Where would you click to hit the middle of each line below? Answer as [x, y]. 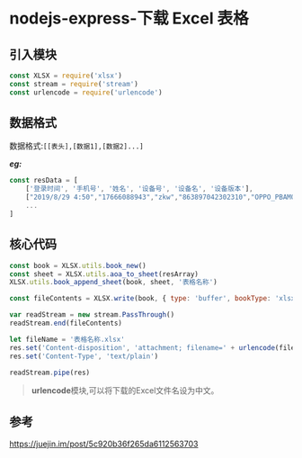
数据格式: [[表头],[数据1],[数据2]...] [76, 146]
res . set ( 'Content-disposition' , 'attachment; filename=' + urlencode [142, 347]
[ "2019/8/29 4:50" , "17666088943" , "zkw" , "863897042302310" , [138, 198]
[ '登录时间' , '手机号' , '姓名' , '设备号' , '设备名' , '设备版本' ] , [139, 189]
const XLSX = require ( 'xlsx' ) [66, 76]
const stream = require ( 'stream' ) [74, 84]
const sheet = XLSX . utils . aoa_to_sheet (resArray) [104, 274]
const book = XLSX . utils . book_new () [78, 265]
